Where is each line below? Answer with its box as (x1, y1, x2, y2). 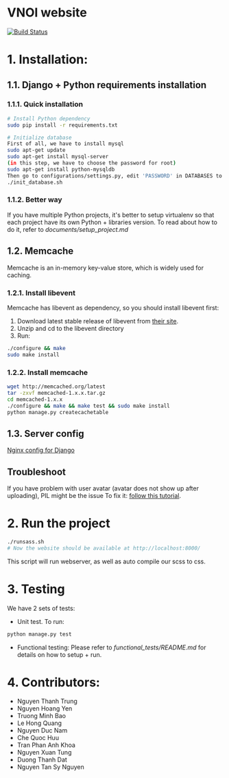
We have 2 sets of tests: (7, 604, 75, 612)
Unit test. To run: (16, 617, 65, 625)
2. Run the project (7, 516, 111, 531)
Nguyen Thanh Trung (16, 697, 77, 706)
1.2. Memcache (7, 246, 74, 257)
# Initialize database (7, 134, 72, 141)
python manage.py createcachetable (7, 409, 109, 415)
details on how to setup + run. (16, 650, 102, 658)
